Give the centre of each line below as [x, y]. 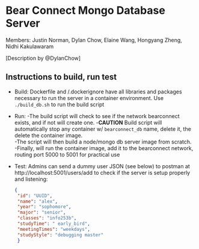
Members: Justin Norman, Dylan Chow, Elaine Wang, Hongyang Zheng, [94, 40]
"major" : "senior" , [41, 213]
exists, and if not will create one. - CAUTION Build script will [88, 122]
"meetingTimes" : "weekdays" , [54, 229]
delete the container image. [48, 135]
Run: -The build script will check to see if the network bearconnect [97, 116]
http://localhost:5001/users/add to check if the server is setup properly [102, 172]
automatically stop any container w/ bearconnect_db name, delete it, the [103, 129]
